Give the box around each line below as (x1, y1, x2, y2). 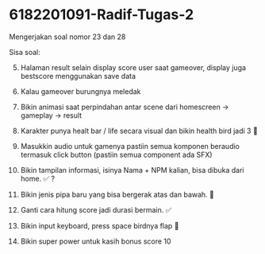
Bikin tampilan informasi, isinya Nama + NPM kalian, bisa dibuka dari (20, 165, 244, 174)
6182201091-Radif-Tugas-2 (9, 6, 194, 24)
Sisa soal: (9, 47, 40, 57)
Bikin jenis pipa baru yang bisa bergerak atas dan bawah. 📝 (20, 190, 215, 199)
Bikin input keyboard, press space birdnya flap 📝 (20, 221, 179, 230)
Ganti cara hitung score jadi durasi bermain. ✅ (20, 205, 172, 214)
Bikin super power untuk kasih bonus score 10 (20, 236, 171, 246)
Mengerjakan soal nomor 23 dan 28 (9, 32, 126, 41)
